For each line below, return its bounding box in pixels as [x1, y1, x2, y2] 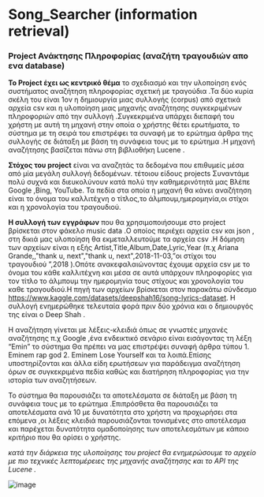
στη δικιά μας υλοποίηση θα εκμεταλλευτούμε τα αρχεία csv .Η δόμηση [8, 234, 245, 244]
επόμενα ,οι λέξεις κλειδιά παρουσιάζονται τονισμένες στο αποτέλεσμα [8, 416, 247, 425]
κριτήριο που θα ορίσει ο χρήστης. [8, 432, 121, 443]
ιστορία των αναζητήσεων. [8, 376, 97, 385]
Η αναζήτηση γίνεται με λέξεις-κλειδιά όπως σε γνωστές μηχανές [8, 325, 229, 334]
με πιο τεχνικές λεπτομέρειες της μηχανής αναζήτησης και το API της [8, 456, 239, 466]
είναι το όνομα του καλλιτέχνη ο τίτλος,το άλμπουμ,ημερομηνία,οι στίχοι [8, 194, 249, 204]
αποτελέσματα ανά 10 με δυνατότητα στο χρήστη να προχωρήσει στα [8, 408, 238, 417]
